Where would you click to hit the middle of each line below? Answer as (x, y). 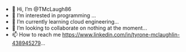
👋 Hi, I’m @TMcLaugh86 (41, 9)
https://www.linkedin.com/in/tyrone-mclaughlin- (121, 35)
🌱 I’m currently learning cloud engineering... (65, 22)
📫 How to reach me (36, 35)
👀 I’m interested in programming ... (54, 15)
